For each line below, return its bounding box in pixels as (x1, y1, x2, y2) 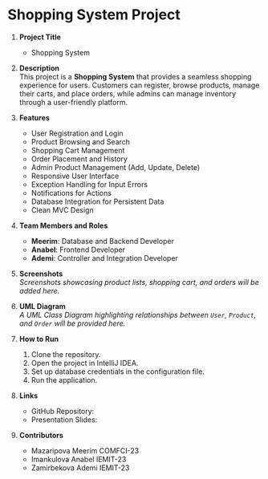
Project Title (18, 32, 62, 42)
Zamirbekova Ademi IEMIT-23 (30, 463, 130, 473)
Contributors (18, 430, 63, 440)
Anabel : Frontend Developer (30, 245, 126, 254)
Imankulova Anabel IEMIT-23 (30, 454, 127, 464)
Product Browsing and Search (30, 136, 130, 146)
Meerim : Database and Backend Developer (30, 236, 174, 246)
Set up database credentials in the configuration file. (30, 367, 205, 376)
